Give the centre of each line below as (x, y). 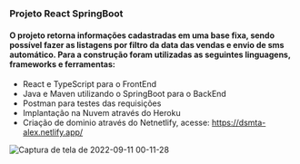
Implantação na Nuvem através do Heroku (101, 113)
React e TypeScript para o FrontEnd (90, 84)
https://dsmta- (239, 123)
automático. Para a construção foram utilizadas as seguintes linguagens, (150, 54)
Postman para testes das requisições (92, 103)
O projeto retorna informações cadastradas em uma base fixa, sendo (142, 35)
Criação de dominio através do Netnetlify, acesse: (116, 123)
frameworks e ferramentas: (63, 64)
